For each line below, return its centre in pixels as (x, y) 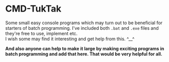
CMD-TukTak (33, 9)
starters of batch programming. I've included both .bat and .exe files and (82, 28)
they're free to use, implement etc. (41, 33)
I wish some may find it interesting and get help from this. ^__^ (70, 39)
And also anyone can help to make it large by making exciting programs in (85, 48)
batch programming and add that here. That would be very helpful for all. (84, 54)
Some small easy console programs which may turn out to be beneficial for (84, 23)
